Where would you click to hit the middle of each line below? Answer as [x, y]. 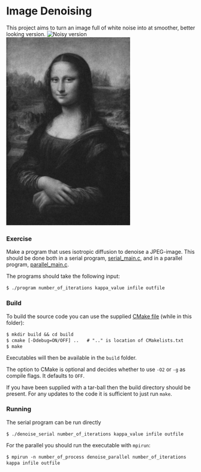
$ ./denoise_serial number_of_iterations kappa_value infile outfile [95, 434]
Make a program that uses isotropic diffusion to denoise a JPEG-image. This [100, 252]
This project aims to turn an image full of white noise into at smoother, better [101, 28]
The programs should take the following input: [63, 276]
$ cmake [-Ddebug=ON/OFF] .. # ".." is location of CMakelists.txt [95, 340]
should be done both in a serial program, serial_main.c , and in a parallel [94, 258]
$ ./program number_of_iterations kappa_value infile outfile [85, 288]
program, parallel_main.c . [37, 265]
